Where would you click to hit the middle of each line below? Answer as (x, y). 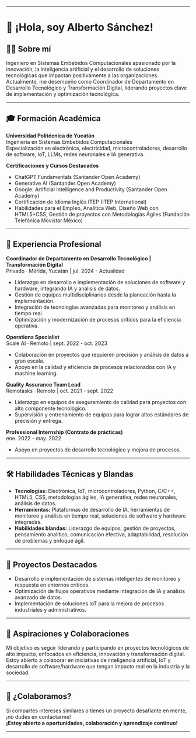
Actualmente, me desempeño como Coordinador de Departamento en (90, 82)
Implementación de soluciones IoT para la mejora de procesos (89, 603)
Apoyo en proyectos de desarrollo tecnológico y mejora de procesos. (98, 449)
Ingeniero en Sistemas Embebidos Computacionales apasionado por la (91, 63)
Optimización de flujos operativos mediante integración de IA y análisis (100, 591)
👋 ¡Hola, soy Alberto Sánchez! (80, 27)
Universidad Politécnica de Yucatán (50, 136)
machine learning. (36, 373)
